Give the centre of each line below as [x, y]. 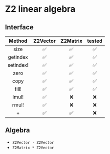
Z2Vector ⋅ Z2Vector [33, 142]
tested [95, 41]
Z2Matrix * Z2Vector [33, 148]
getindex [18, 57]
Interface [19, 27]
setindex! [18, 65]
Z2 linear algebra [40, 9]
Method [18, 41]
